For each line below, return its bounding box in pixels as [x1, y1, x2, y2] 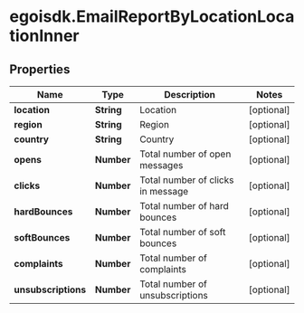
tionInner [9, 25, 80, 46]
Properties [9, 62, 71, 77]
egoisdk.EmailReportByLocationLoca [9, 6, 295, 27]
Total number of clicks [139, 174, 234, 186]
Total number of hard [139, 200, 229, 212]
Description [164, 89, 215, 100]
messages [139, 159, 184, 171]
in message [139, 185, 189, 197]
